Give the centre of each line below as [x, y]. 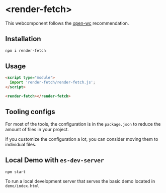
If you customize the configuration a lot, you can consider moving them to [82, 139]
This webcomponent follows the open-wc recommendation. [67, 23]
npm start [16, 172]
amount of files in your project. [37, 129]
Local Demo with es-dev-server [55, 160]
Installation [23, 39]
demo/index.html [22, 186]
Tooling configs [30, 112]
